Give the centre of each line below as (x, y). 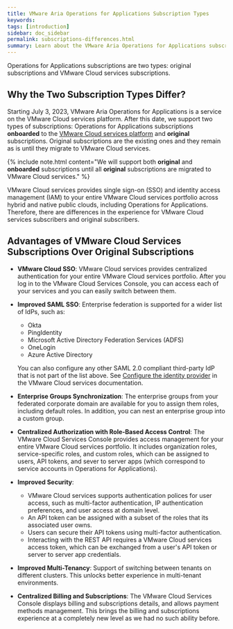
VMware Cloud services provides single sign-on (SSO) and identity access (114, 190)
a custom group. (41, 418)
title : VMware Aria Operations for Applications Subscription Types (108, 14)
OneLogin (42, 347)
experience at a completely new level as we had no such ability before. (119, 618)
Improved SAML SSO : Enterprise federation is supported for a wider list (120, 304)
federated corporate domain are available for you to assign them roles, (118, 404)
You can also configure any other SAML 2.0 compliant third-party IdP (116, 368)
